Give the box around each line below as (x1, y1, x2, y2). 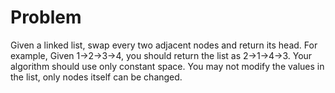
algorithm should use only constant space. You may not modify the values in (10, 60, 325, 72)
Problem (10, 6, 82, 29)
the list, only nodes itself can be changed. (10, 71, 183, 83)
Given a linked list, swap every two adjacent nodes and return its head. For (10, 39, 318, 51)
